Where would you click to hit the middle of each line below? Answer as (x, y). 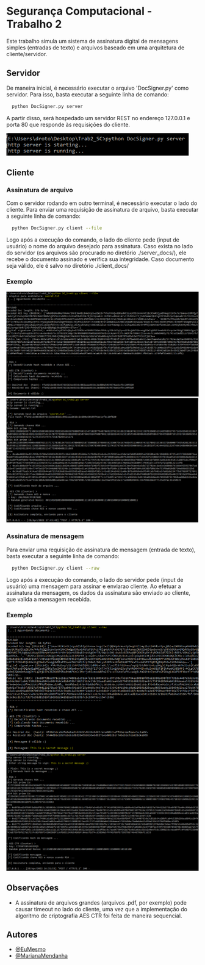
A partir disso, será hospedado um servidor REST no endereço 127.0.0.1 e (98, 118)
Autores (22, 935)
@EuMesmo (30, 949)
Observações (33, 888)
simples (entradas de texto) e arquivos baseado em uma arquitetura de (95, 48)
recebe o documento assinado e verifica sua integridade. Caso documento (100, 259)
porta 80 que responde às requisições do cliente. (68, 124)
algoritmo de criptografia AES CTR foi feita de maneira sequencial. (99, 916)
